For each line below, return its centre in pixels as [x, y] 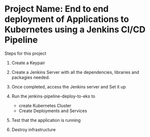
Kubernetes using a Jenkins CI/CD [75, 30]
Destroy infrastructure [34, 129]
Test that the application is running [46, 120]
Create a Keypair [28, 63]
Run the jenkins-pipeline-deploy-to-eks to [53, 96]
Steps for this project [25, 53]
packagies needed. [31, 77]
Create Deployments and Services [53, 111]
